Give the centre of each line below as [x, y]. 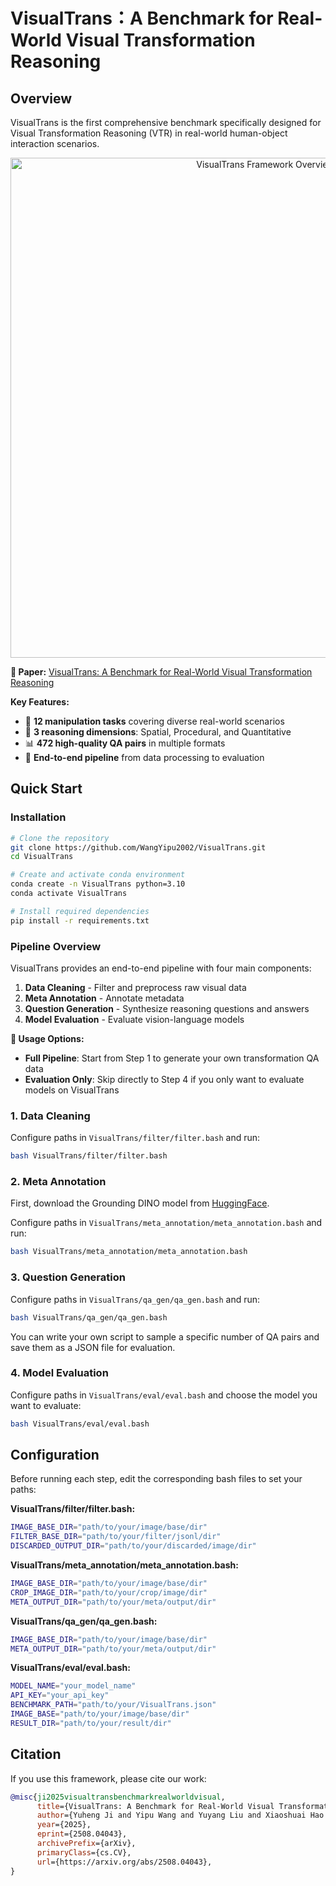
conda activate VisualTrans [69, 894]
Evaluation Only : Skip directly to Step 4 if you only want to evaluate [164, 1079]
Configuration [55, 1455]
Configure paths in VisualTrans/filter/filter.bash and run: [135, 1138]
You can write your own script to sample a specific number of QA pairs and [165, 1336]
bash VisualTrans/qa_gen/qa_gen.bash [89, 1317]
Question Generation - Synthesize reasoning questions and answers [167, 1008]
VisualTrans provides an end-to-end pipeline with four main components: [161, 968]
